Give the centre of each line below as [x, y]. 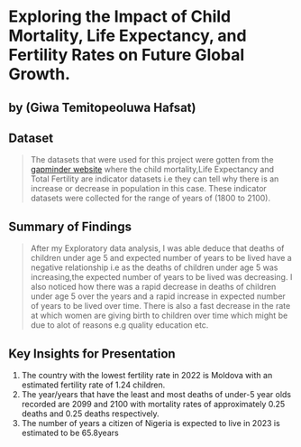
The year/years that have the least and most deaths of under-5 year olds [156, 395]
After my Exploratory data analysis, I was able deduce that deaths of [157, 248]
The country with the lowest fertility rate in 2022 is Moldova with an [147, 376]
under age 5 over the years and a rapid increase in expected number [158, 296]
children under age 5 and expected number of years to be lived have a [161, 258]
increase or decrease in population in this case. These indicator [148, 189]
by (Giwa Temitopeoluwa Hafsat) [102, 107]
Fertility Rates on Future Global [127, 55]
